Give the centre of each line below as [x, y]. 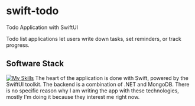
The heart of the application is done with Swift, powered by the [112, 78]
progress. [18, 45]
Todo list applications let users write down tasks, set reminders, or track [94, 38]
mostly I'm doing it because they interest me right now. [73, 97]
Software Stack [35, 64]
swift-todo [32, 11]
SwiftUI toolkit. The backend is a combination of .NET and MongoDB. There [98, 84]
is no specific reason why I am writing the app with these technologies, [92, 91]
